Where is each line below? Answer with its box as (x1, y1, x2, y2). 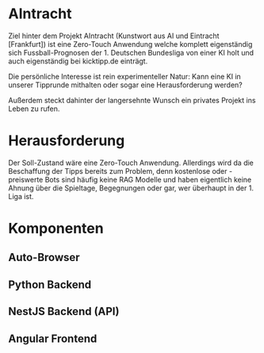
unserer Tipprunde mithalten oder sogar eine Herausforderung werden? (8, 80, 243, 90)
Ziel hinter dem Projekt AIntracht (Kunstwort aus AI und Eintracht (8, 31, 220, 40)
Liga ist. (8, 191, 34, 201)
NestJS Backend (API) (8, 305, 120, 318)
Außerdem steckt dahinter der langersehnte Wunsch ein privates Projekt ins (8, 95, 256, 105)
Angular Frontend (8, 332, 98, 345)
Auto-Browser (8, 251, 81, 264)
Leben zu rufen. (8, 104, 60, 113)
